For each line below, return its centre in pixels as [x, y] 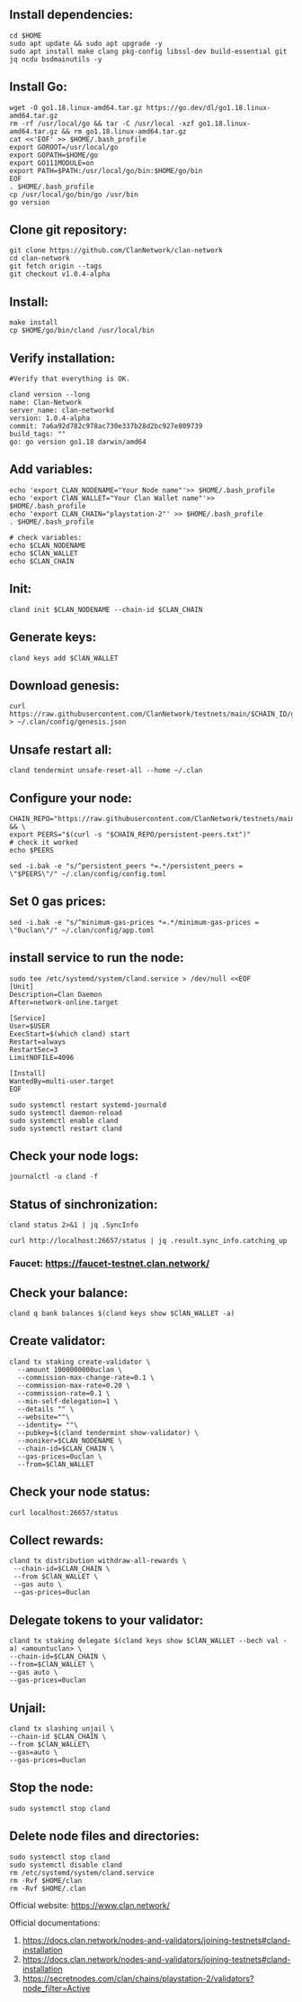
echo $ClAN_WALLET [44, 553]
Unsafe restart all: [61, 750]
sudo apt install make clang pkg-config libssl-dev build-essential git [148, 51]
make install [34, 323]
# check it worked [44, 842]
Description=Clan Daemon [56, 994]
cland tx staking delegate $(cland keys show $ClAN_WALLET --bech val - [148, 1641]
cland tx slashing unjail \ [62, 1728]
